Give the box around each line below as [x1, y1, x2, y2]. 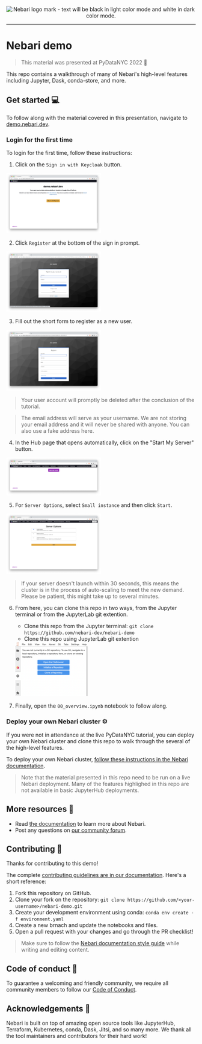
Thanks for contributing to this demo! [6, 860, 99, 867]
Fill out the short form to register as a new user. [14, 318, 133, 325]
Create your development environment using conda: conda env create [14, 909, 189, 916]
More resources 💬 [6, 804, 74, 814]
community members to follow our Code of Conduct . [6, 986, 137, 993]
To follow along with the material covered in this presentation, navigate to [6, 114, 188, 121]
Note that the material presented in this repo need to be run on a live [20, 773, 191, 781]
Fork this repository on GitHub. [14, 890, 91, 897]
